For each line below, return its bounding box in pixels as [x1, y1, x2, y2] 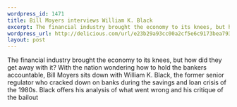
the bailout [7, 93, 39, 102]
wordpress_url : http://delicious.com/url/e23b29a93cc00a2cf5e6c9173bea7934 [7, 30, 235, 37]
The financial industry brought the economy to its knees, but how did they [7, 56, 222, 64]
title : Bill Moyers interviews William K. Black [7, 17, 153, 24]
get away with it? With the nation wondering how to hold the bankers [7, 63, 207, 72]
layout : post [7, 37, 46, 44]
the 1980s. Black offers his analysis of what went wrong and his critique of [7, 86, 224, 94]
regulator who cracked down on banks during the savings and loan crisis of [7, 78, 227, 87]
